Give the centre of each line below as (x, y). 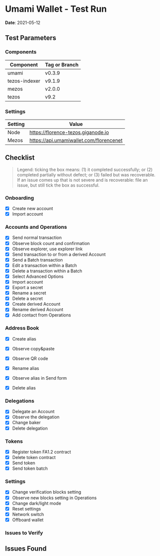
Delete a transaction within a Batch (47, 271)
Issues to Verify (24, 532)
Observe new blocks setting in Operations (54, 498)
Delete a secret (27, 299)
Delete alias (24, 388)
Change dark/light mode (37, 503)
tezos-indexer (24, 81)
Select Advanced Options (38, 276)
